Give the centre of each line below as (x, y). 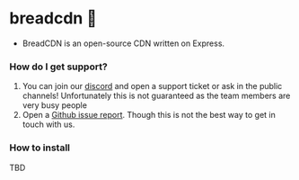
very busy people (55, 105)
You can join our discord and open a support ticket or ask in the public (152, 86)
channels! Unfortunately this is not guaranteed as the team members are (156, 96)
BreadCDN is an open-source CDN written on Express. (123, 43)
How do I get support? (58, 67)
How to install (40, 148)
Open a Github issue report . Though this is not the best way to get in (149, 115)
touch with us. (48, 124)
